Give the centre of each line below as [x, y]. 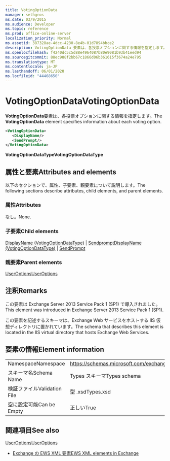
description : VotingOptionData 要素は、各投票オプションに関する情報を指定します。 [86, 48]
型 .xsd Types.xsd [91, 391]
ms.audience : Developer [30, 24]
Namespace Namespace [36, 364]
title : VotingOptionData [31, 10]
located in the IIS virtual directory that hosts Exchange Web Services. [77, 332]
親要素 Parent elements [34, 262]
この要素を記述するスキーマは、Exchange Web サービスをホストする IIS [80, 320]
